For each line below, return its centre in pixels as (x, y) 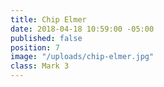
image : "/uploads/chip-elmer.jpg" (82, 57)
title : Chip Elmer (48, 19)
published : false (46, 38)
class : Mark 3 (40, 66)
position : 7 (35, 47)
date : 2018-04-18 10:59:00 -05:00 (82, 29)
